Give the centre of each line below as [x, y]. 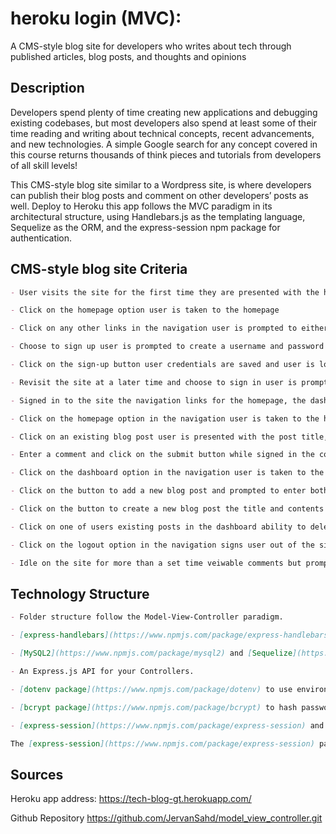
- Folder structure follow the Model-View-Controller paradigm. [147, 617]
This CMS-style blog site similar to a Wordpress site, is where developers [161, 184]
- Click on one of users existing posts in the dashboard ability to [158, 527]
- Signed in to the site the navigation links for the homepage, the [158, 400]
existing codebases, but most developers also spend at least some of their [163, 123]
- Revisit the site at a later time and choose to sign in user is [154, 382]
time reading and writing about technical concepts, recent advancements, [162, 133]
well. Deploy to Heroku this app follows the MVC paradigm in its [141, 206]
